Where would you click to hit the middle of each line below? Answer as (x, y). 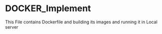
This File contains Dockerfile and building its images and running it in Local (81, 22)
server (12, 27)
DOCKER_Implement (48, 8)
